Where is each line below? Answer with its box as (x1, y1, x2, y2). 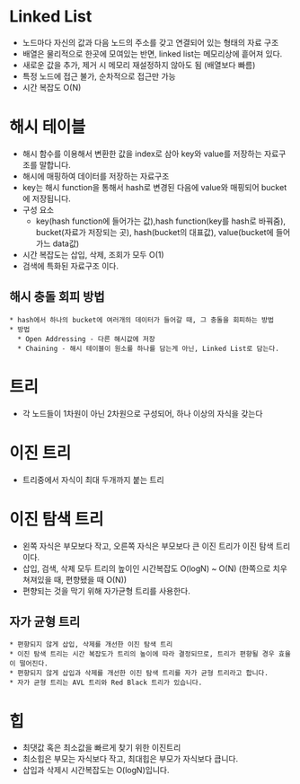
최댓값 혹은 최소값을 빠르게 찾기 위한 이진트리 (22, 743, 181, 753)
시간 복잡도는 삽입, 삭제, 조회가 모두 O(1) (22, 249, 164, 260)
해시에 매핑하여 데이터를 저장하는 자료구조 (22, 171, 170, 181)
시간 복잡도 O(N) (22, 82, 82, 92)
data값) (52, 238, 80, 249)
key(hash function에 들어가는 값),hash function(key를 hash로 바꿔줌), (35, 216, 286, 226)
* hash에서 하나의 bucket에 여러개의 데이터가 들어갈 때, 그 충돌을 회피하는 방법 (9, 315, 274, 324)
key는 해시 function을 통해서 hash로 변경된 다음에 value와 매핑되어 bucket (22, 181, 287, 192)
